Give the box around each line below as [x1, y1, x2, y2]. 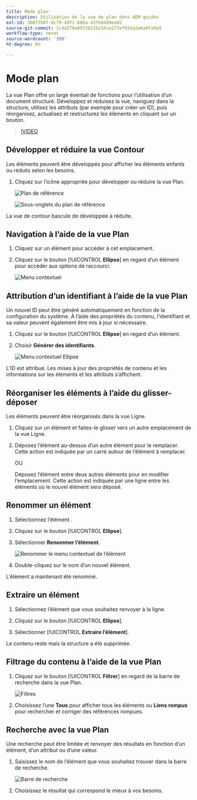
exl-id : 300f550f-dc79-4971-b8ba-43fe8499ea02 [6, 19, 122, 25]
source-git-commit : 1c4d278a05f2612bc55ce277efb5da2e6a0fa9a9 [6, 25, 162, 31]
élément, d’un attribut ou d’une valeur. [6, 746, 98, 754]
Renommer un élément [6, 501, 91, 511]
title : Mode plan [6, 8, 49, 15]
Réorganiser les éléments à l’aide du [6, 388, 141, 398]
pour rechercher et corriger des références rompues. [14, 708, 144, 715]
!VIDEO [20, 128, 38, 135]
